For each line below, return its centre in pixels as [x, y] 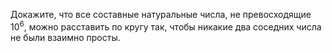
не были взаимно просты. [65, 37]
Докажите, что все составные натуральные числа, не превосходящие [161, 14]
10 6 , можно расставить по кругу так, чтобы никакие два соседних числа [166, 26]
